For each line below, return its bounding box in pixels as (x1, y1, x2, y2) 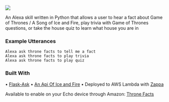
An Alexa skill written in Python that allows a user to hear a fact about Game (5, 15, 163, 20)
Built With (5, 70, 30, 77)
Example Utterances (5, 37, 57, 44)
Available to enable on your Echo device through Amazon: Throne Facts (5, 91, 154, 97)
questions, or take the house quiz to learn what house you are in (5, 25, 139, 31)
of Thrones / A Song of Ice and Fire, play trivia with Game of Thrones (5, 20, 149, 26)
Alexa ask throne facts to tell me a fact (5, 49, 96, 55)
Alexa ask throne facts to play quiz (5, 58, 85, 63)
